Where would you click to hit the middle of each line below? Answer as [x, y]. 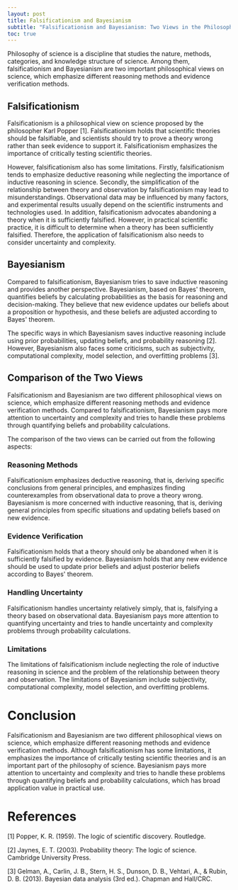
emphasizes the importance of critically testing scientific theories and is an [117, 757]
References [42, 816]
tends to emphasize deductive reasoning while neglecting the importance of [119, 175]
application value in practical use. [56, 788]
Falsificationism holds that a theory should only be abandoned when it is [113, 552]
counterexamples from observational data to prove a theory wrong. [105, 495]
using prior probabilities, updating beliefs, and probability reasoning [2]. [112, 340]
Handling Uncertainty [45, 592]
